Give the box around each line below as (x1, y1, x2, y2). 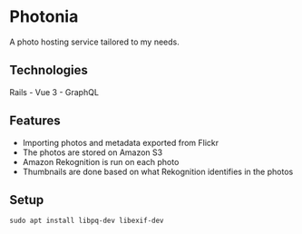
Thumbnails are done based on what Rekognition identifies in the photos (22, 166, 294, 177)
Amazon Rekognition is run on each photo (22, 156, 180, 167)
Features (9, 113, 61, 129)
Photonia (9, 6, 79, 27)
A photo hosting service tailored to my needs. (9, 36, 180, 47)
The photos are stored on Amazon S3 (22, 147, 163, 158)
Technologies (9, 63, 89, 78)
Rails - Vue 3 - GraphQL (9, 86, 100, 97)
